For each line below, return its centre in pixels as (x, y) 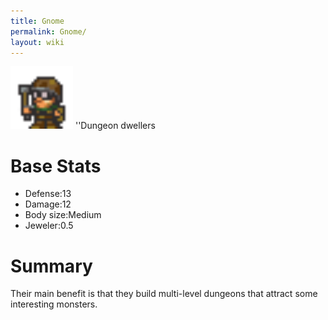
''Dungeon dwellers (115, 126)
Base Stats (56, 166)
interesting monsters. (54, 304)
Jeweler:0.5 (49, 226)
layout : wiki (37, 42)
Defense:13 (48, 194)
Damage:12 (48, 204)
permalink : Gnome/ (48, 31)
